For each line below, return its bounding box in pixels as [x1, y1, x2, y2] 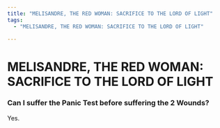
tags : [7, 17, 23, 24]
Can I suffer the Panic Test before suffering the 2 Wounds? [7, 98, 210, 108]
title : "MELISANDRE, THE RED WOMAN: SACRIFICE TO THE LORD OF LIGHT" [7, 10, 214, 17]
